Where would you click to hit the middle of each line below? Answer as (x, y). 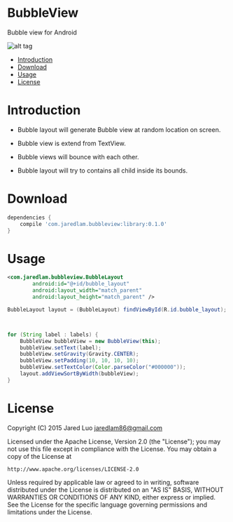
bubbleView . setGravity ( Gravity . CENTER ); (79, 354)
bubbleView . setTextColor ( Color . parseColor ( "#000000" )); (103, 367)
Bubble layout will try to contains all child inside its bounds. (103, 170)
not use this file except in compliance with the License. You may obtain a (112, 449)
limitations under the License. (50, 512)
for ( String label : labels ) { (53, 335)
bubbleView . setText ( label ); (61, 348)
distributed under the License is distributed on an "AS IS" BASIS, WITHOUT (115, 490)
